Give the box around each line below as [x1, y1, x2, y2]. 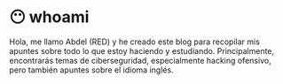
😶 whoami [9, 7, 90, 27]
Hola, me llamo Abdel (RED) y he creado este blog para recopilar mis [9, 36, 260, 47]
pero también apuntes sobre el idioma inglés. [9, 65, 175, 75]
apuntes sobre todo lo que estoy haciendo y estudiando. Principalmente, [9, 45, 275, 56]
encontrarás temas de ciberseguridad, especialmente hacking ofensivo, [9, 55, 272, 65]
